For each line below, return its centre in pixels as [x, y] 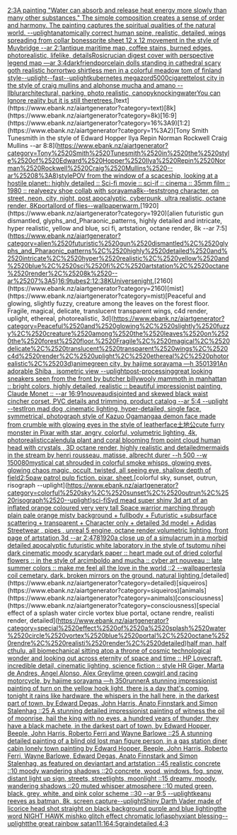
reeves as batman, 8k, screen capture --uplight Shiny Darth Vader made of [115, 801]
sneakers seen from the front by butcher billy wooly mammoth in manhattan [117, 379]
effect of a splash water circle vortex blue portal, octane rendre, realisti [111, 613]
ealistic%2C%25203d [39, 363]
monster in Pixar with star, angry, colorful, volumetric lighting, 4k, [103, 432]
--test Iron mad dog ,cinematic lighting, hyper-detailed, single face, [104, 409]
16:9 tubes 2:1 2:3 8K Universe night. [106, 281]
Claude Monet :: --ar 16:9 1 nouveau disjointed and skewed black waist [108, 393]
